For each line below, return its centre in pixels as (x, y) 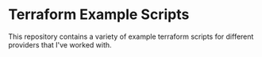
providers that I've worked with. (60, 44)
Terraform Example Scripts (99, 15)
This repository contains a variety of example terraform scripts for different (131, 36)
